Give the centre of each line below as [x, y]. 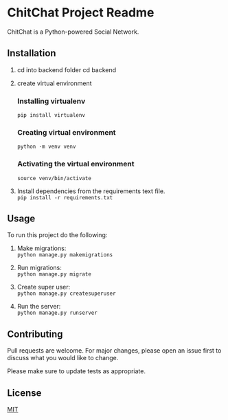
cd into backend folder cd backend [67, 69]
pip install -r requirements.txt [65, 197]
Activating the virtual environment [76, 164]
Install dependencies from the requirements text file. [91, 191]
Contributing [35, 334]
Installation [32, 53]
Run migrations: [39, 268]
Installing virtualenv [51, 101]
